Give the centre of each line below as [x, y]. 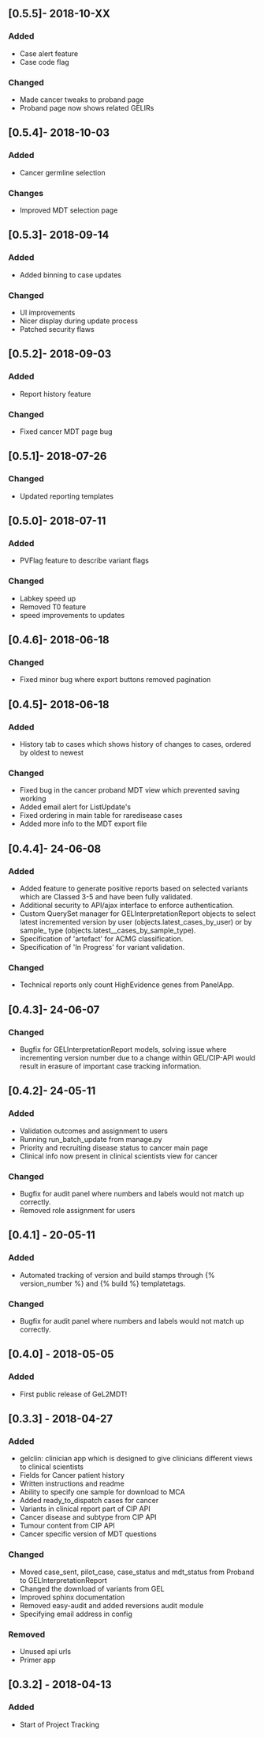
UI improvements [47, 312]
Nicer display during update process [79, 321]
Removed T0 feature [53, 607]
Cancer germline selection [62, 172]
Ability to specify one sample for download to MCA [102, 1492]
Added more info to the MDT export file [83, 824]
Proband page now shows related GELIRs [87, 107]
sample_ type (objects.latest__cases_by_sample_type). [108, 930]
